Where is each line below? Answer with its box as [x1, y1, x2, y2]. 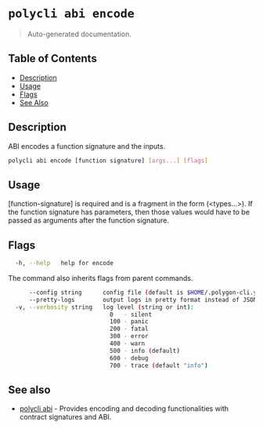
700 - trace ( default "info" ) [109, 362, 209, 369]
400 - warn [109, 340, 146, 347]
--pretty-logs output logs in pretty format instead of [28, 296, 240, 304]
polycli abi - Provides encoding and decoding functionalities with [19, 404, 229, 413]
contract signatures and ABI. [19, 413, 112, 422]
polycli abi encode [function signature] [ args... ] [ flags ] [8, 156, 209, 165]
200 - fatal [109, 325, 149, 333]
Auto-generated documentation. [27, 29, 131, 38]
